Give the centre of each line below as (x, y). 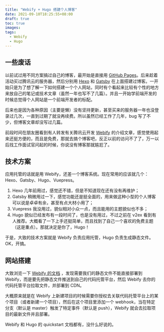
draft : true (17, 19)
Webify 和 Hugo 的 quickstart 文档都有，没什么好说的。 (61, 325)
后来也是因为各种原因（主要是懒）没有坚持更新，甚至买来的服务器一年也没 (80, 110)
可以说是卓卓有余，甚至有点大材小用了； (53, 203)
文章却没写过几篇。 (45, 122)
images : (13, 28)
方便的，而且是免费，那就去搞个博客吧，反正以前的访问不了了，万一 (86, 138)
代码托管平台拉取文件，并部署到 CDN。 (45, 286)
